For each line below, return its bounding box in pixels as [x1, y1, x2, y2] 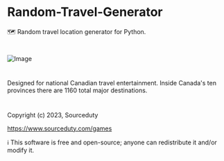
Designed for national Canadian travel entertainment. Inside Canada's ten [7, 79, 217, 87]
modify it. [7, 146, 35, 154]
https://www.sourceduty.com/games [7, 124, 112, 133]
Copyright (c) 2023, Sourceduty [7, 110, 98, 119]
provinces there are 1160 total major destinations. [7, 86, 148, 94]
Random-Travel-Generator [7, 4, 163, 20]
